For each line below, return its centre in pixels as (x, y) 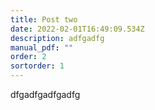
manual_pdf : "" (42, 47)
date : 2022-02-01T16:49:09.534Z (77, 29)
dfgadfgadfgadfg (45, 94)
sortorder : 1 (37, 66)
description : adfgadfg (57, 38)
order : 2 (28, 57)
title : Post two (44, 19)
